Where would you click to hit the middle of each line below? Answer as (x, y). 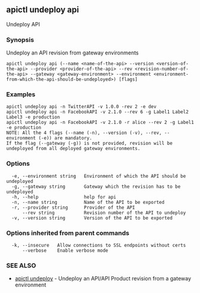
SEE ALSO (21, 265)
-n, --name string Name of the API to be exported (88, 202)
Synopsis (20, 39)
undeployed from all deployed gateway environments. (73, 149)
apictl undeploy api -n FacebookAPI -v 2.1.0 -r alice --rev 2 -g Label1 (100, 123)
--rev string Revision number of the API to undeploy (104, 213)
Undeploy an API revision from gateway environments (72, 53)
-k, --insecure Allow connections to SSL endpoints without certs (99, 245)
